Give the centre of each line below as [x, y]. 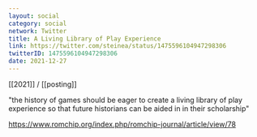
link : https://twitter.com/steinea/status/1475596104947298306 [118, 46]
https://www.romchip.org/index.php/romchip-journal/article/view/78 [122, 124]
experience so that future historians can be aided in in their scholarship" [129, 108]
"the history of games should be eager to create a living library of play [126, 100]
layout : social [34, 16]
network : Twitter [38, 31]
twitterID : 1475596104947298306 [63, 54]
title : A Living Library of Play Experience [85, 39]
